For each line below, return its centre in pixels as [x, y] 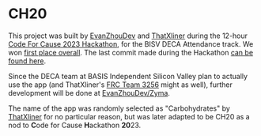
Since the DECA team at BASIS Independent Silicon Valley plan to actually [128, 76]
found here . [27, 61]
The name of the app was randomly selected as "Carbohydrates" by [119, 108]
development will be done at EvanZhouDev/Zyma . [89, 93]
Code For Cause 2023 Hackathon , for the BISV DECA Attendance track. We [131, 43]
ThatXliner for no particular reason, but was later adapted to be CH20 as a [129, 116]
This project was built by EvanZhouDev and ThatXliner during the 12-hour [128, 36]
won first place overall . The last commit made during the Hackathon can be [131, 52]
